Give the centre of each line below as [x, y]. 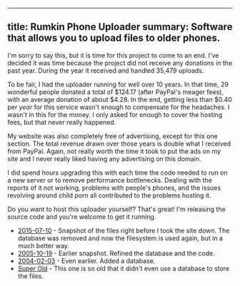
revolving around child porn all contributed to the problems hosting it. [109, 195]
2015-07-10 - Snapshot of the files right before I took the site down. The [124, 230]
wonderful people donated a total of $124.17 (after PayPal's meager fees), [115, 92]
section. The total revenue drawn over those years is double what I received [119, 143]
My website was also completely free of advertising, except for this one [112, 136]
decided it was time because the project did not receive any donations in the [120, 63]
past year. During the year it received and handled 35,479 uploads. [106, 70]
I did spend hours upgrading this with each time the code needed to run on [117, 173]
